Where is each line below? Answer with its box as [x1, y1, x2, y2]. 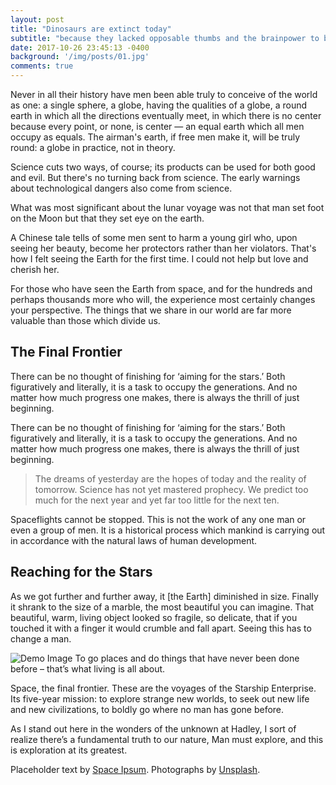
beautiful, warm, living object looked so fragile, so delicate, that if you [10, 611, 298, 623]
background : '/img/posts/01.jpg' [10, 52, 150, 62]
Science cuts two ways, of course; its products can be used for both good [10, 161, 316, 173]
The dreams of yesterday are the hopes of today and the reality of [34, 472, 307, 485]
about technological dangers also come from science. [10, 182, 233, 194]
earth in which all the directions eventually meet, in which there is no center [10, 110, 322, 121]
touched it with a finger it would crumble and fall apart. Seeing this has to [10, 622, 312, 634]
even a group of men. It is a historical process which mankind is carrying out [10, 524, 326, 536]
